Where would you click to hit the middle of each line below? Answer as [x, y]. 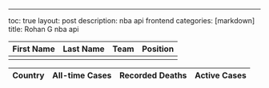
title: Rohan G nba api [44, 29]
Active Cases [221, 75]
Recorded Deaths [153, 75]
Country [28, 75]
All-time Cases [82, 75]
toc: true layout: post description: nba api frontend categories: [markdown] [132, 20]
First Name [34, 49]
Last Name [84, 49]
